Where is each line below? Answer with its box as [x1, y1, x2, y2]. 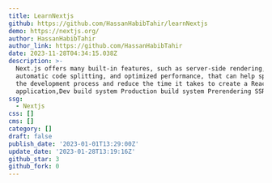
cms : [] [8, 117, 35, 126]
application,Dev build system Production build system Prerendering [15, 87, 252, 96]
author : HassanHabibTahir [8, 34, 96, 43]
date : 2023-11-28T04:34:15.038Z [8, 49, 117, 57]
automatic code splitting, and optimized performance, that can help [15, 72, 255, 80]
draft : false [8, 132, 53, 140]
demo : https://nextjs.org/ [8, 27, 100, 35]
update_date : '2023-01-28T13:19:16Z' [8, 147, 136, 155]
